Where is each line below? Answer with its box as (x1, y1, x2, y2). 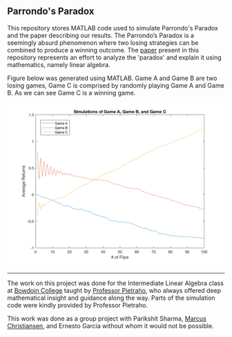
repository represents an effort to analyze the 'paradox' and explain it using (7, 53, 222, 61)
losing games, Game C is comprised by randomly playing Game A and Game (7, 81, 224, 89)
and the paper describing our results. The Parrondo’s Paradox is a (7, 31, 195, 39)
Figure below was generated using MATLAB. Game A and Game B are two (7, 74, 217, 82)
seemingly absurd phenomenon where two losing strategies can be (7, 38, 199, 47)
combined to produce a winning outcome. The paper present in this (7, 46, 199, 54)
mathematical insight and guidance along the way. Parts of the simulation (7, 293, 215, 302)
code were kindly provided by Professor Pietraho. (7, 300, 148, 309)
